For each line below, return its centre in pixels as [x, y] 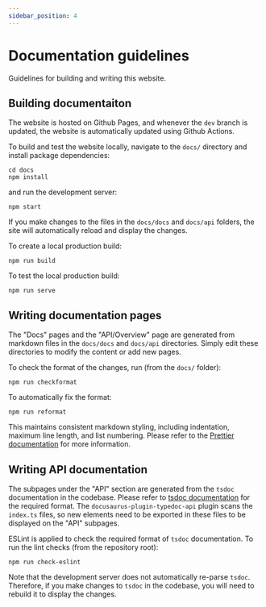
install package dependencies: [59, 156]
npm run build [32, 261]
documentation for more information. [70, 444]
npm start [25, 207]
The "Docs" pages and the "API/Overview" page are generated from [122, 335]
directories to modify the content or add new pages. [95, 352]
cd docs [21, 170]
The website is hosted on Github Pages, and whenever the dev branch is [128, 123]
